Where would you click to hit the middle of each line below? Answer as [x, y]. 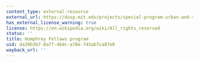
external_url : [24, 17]
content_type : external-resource [47, 12]
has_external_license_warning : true [51, 22]
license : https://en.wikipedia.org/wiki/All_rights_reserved [83, 28]
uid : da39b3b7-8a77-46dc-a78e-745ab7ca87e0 [61, 45]
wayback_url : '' [26, 50]
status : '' [20, 34]
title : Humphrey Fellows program [47, 39]
